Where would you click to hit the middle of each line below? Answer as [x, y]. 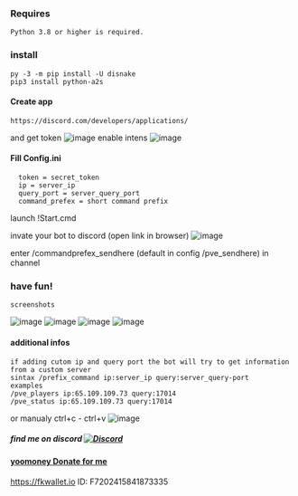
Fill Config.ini [36, 158]
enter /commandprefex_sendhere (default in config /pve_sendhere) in [140, 253]
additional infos [40, 342]
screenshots [33, 305]
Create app [32, 101]
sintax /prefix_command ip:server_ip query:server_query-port [130, 377]
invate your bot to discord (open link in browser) [100, 235]
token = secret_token [59, 177]
